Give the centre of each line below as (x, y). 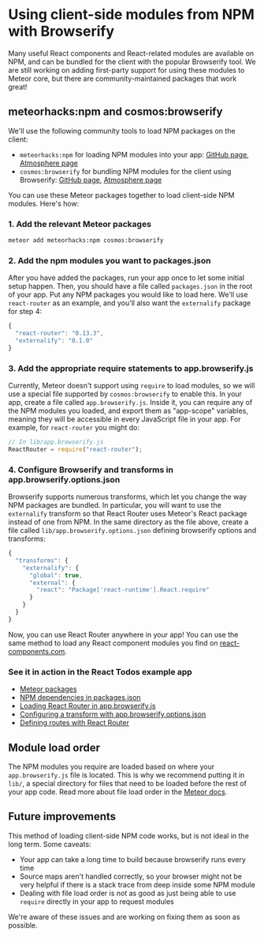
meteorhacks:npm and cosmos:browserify (115, 112)
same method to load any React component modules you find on (113, 643)
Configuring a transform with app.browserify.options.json (113, 714)
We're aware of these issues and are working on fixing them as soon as (124, 917)
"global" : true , (56, 575)
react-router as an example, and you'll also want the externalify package (130, 303)
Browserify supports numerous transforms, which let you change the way (127, 497)
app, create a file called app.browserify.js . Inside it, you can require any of (130, 403)
